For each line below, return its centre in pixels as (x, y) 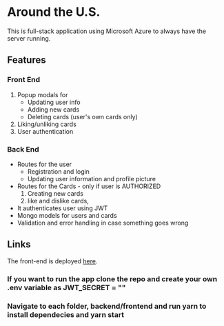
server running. (29, 38)
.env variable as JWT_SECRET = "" (67, 287)
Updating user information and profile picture (92, 179)
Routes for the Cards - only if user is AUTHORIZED (89, 186)
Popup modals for (42, 94)
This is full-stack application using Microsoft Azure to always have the (107, 31)
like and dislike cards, (58, 201)
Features (27, 60)
